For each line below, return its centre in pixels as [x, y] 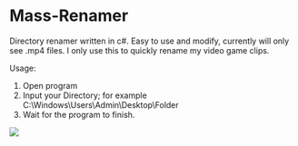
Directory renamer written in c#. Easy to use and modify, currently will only [149, 41]
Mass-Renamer [69, 16]
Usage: [23, 68]
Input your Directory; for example [84, 95]
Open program [50, 85]
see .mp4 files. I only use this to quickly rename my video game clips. [139, 50]
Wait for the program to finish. [79, 114]
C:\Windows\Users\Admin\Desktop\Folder [100, 104]
